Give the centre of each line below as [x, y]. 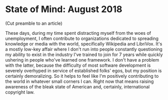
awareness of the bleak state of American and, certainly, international [77, 86]
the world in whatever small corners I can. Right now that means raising [79, 81]
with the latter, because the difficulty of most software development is [78, 65]
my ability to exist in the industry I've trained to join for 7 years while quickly [84, 55]
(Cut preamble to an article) [34, 23]
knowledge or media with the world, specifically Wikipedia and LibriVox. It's [84, 43]
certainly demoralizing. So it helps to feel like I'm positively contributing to [82, 76]
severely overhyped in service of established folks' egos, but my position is [83, 70]
